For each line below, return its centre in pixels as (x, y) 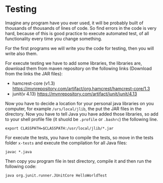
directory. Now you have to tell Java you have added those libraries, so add (82, 114)
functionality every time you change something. (54, 39)
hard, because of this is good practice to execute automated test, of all (77, 33)
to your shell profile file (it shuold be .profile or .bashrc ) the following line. (81, 119)
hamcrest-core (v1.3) (34, 83)
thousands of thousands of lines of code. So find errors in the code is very (81, 28)
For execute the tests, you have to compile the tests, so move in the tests (79, 137)
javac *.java (19, 152)
